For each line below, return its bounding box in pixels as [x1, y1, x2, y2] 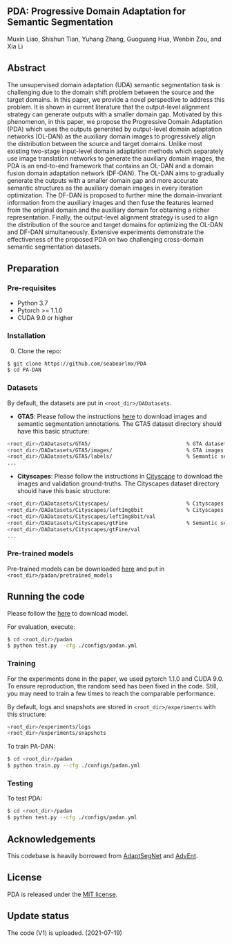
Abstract [7, 62, 46, 74]
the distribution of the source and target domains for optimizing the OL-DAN [7, 220, 223, 229]
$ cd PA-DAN [7, 366, 41, 373]
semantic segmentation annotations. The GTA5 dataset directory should [17, 419, 222, 428]
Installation [7, 331, 46, 341]
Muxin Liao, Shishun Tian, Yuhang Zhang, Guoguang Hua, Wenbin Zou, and [7, 35, 222, 43]
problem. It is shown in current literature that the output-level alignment [7, 103, 211, 111]
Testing [7, 778, 33, 788]
